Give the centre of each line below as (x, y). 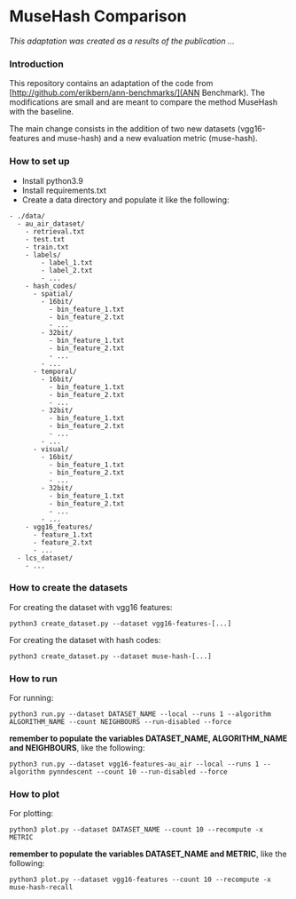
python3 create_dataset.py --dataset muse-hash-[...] (111, 656)
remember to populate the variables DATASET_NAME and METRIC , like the (148, 854)
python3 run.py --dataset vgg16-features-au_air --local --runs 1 (134, 764)
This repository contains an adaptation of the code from (111, 84)
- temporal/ (55, 371)
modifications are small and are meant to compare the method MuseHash (143, 102)
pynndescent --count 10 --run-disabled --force (138, 772)
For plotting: (31, 814)
